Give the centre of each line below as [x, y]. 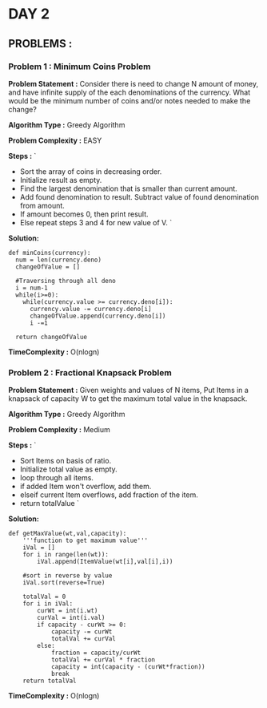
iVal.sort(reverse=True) [64, 583]
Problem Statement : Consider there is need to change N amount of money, [133, 83]
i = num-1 [32, 288]
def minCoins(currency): [50, 253]
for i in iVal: [48, 604]
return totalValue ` [50, 504]
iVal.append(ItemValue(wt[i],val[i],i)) [105, 562]
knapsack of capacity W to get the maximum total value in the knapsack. [128, 399]
